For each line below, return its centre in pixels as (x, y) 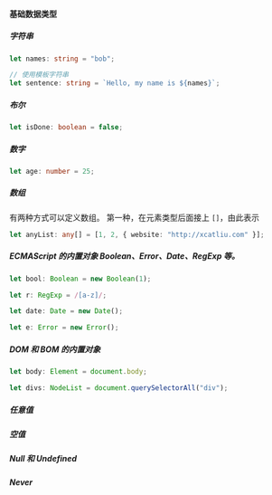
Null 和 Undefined (43, 459)
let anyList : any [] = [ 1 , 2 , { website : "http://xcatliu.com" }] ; (137, 234)
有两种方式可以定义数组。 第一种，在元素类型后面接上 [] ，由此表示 (135, 217)
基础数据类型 (33, 14)
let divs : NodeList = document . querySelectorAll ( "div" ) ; (119, 388)
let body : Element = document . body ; (78, 372)
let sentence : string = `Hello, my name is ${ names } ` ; (115, 83)
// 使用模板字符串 (39, 75)
